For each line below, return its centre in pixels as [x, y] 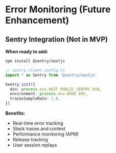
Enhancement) [37, 20]
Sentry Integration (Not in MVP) [57, 39]
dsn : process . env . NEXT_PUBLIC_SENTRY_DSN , [56, 89]
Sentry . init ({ [20, 84]
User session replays [35, 145]
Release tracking [30, 139]
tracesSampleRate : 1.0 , [35, 99]
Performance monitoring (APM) [46, 134]
